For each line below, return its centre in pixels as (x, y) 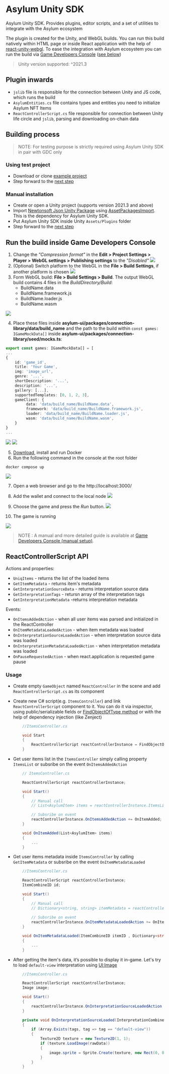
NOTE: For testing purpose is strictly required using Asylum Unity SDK (91, 146)
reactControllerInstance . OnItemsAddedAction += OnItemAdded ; (97, 820)
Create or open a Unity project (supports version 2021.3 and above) (83, 205)
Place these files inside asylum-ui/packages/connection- (74, 323)
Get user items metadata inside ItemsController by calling (73, 857)
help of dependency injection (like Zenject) (57, 717)
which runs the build (34, 97)
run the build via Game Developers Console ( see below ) (64, 54)
